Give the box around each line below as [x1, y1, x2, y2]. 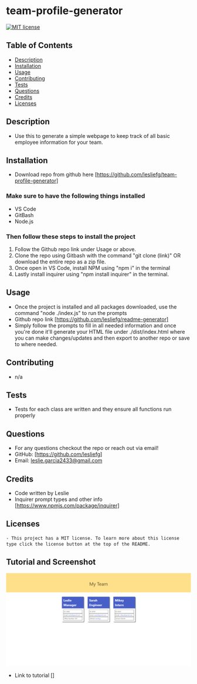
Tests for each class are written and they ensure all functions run [14, 406, 172, 413]
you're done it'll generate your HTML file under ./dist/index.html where [14, 328, 185, 335]
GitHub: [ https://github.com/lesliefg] [14, 451, 103, 458]
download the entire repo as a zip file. [14, 258, 106, 265]
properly [14, 412, 36, 419]
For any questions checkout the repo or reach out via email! [14, 445, 159, 452]
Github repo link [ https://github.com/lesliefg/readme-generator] [14, 316, 169, 323]
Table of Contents [6, 40, 73, 50]
